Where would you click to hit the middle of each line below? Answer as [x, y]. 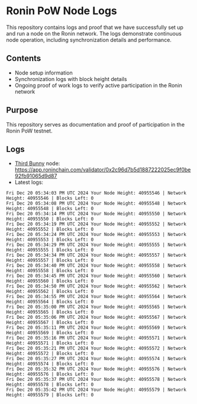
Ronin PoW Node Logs [62, 11]
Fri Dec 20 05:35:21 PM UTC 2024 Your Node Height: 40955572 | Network [96, 348]
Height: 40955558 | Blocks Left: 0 [50, 271]
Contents [24, 58]
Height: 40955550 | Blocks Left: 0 [50, 219]
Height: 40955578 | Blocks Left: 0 [50, 385]
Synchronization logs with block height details [71, 79]
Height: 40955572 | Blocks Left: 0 [50, 354]
